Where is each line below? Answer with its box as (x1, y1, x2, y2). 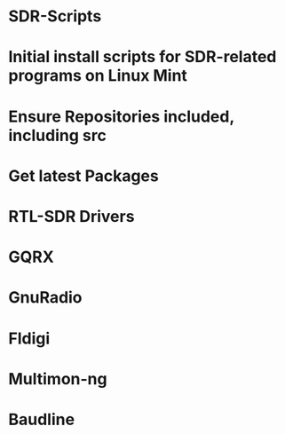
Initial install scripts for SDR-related (8, 47, 277, 67)
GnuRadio (8, 288, 83, 308)
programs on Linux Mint (8, 66, 188, 86)
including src (8, 125, 107, 146)
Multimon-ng (8, 368, 107, 389)
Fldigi (8, 328, 51, 348)
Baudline (8, 409, 75, 430)
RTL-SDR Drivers (8, 206, 135, 226)
